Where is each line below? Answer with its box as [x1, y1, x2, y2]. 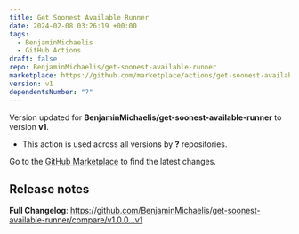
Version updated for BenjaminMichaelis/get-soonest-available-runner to [9, 112, 282, 123]
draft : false [9, 54, 58, 63]
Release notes [9, 182, 90, 197]
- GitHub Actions [17, 46, 82, 55]
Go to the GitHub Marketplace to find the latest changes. [9, 156, 216, 166]
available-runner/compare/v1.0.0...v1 [9, 214, 143, 225]
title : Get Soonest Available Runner [9, 12, 149, 22]
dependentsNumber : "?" [9, 87, 93, 96]
